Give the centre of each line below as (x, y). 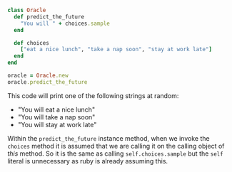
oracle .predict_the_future (47, 82)
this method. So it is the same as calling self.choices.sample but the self (115, 154)
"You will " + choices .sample (65, 23)
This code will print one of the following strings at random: (93, 95)
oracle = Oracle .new (38, 75)
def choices (32, 43)
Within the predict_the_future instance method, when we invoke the (109, 138)
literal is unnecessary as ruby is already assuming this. (88, 161)
